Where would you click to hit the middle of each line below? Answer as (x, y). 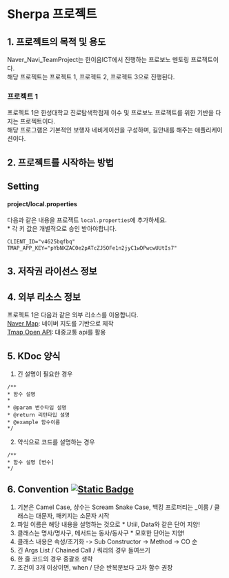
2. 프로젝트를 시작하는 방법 (61, 162)
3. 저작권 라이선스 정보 (52, 271)
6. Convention (38, 489)
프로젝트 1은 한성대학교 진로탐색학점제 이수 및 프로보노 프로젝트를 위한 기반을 (111, 113)
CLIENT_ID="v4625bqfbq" (41, 242)
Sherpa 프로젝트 (52, 14)
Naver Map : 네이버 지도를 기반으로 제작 (60, 323)
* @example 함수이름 (34, 422)
